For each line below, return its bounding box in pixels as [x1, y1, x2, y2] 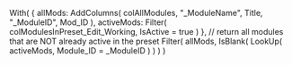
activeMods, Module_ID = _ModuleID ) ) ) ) [9, 45, 166, 56]
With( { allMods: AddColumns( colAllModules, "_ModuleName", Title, [9, 8, 263, 18]
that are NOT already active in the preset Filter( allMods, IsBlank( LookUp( [9, 36, 283, 46]
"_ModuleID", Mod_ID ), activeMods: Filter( [9, 17, 168, 28]
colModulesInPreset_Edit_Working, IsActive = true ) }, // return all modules [9, 27, 284, 37]
